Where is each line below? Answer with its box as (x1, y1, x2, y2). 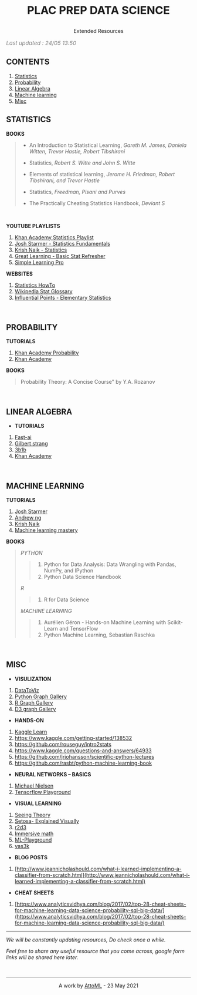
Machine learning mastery (14, 527, 78, 534)
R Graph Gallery (14, 699, 53, 706)
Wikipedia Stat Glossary (14, 287, 73, 294)
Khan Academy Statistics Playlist (14, 233, 94, 241)
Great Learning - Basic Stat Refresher (14, 252, 106, 259)
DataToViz (14, 686, 39, 694)
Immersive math (14, 830, 54, 837)
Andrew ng (14, 514, 42, 521)
